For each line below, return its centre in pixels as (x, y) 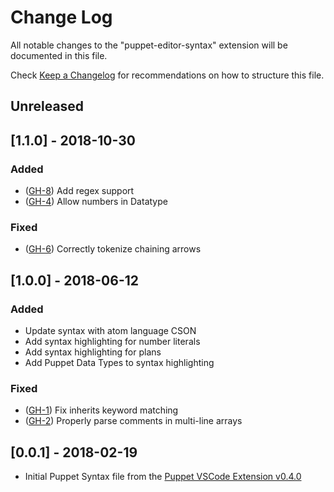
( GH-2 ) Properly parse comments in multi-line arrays (133, 421)
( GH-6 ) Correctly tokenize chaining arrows (113, 249)
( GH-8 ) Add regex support (79, 191)
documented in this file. (59, 55)
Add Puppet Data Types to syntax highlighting (119, 362)
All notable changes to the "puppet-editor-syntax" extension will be (149, 45)
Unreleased (47, 106)
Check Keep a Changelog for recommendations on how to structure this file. (167, 75)
